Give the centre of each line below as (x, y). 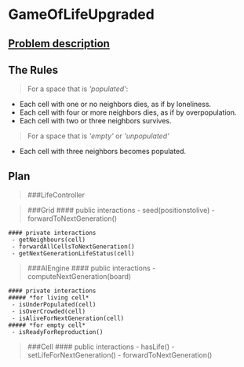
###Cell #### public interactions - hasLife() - (101, 347)
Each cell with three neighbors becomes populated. (103, 152)
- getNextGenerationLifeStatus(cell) (73, 254)
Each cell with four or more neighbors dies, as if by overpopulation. (128, 112)
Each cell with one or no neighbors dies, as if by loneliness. (115, 105)
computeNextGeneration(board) (79, 277)
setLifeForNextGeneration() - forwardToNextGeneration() (120, 355)
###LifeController (56, 195)
